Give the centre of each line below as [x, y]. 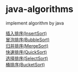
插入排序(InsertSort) [26, 33]
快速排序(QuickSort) [26, 52]
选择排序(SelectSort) [27, 58]
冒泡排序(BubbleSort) [27, 39]
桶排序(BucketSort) [25, 64]
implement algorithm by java [35, 23]
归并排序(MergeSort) [27, 45]
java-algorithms [40, 9]
